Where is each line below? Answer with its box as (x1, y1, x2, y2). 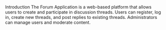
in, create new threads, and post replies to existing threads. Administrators (5, 15, 158, 20)
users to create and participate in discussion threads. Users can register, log (5, 9, 161, 15)
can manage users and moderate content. (5, 19, 91, 25)
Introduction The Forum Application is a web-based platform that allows (5, 4, 152, 10)
